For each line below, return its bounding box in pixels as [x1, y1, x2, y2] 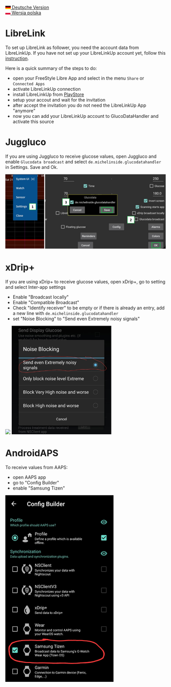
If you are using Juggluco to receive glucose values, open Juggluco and [5, 153, 157, 159]
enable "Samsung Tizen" [12, 485, 65, 492]
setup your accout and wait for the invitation [12, 96, 106, 103]
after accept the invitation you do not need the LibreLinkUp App [12, 102, 147, 108]
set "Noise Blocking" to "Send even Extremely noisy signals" [12, 316, 140, 322]
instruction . [5, 55, 29, 61]
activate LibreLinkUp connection [12, 86, 81, 92]
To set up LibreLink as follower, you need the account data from [5, 44, 139, 51]
